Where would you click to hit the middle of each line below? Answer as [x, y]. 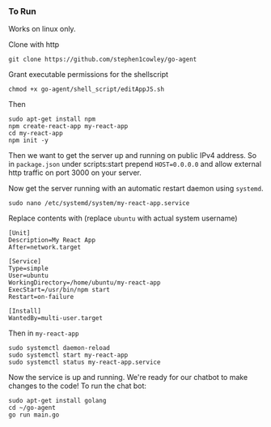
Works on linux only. [42, 29]
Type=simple [28, 269]
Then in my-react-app [44, 333]
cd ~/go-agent [32, 408]
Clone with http [34, 45]
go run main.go [34, 415]
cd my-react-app [36, 134]
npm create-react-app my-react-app [68, 126]
